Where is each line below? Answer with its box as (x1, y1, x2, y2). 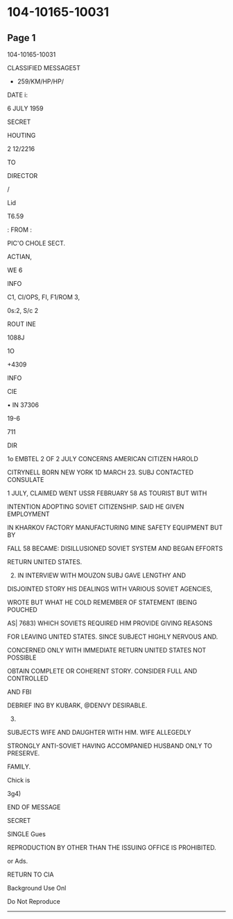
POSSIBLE (7, 653, 37, 662)
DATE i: (7, 91, 28, 99)
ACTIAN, (7, 253, 33, 261)
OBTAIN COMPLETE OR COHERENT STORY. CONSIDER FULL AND (7, 667, 198, 675)
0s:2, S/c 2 (7, 307, 39, 314)
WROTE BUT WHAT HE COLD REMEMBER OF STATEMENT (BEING (7, 598, 198, 606)
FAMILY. (7, 762, 31, 771)
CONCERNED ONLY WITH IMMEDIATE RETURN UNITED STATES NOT (7, 646, 207, 654)
